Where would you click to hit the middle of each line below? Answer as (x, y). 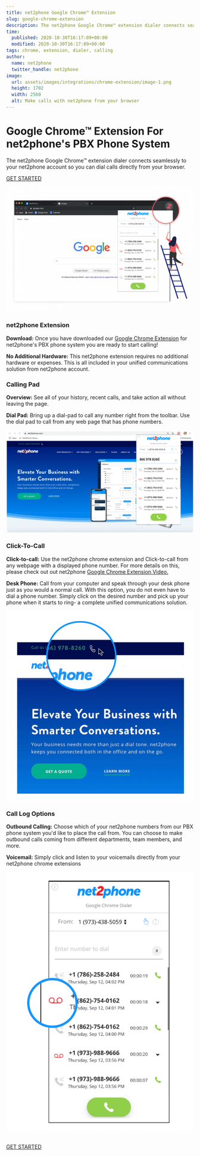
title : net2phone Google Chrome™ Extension (61, 13)
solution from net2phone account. (48, 369)
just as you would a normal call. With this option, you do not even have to (96, 589)
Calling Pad (23, 384)
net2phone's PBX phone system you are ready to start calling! (82, 344)
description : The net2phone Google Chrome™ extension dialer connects (96, 25)
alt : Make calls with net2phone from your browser (76, 101)
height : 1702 (28, 88)
